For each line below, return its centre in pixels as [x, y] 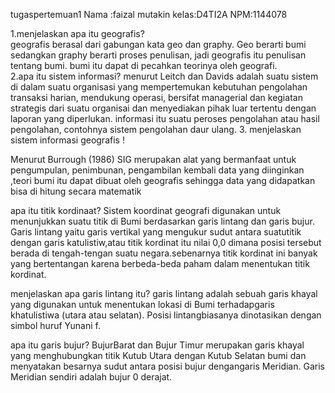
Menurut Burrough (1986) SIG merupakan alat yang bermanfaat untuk [153, 159]
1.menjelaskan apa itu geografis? [77, 33]
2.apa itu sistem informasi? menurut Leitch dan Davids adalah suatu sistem [164, 76]
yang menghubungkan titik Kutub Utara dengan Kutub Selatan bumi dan [158, 355]
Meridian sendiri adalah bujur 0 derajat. [91, 377]
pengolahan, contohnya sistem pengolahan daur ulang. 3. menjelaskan [156, 129]
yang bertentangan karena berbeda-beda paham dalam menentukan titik [160, 263]
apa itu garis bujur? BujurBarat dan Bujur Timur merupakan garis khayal [157, 345]
